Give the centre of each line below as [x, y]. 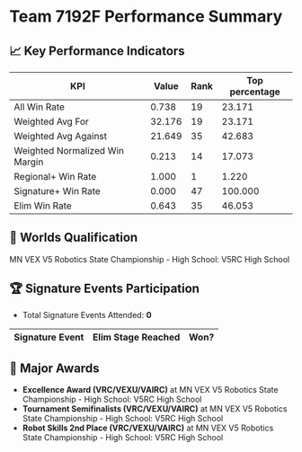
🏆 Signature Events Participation [105, 289]
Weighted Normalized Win [69, 151]
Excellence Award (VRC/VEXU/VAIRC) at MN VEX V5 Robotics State [150, 390]
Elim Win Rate [43, 206]
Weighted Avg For [52, 121]
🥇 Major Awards [54, 369]
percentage [255, 92]
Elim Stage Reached [137, 337]
